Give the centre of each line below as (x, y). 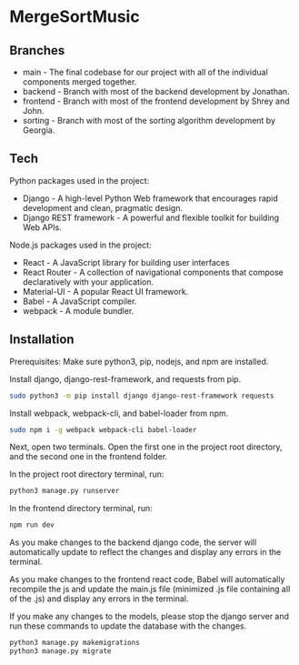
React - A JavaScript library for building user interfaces (126, 262)
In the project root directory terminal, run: (87, 474)
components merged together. (80, 82)
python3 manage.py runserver (65, 491)
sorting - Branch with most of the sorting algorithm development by (149, 121)
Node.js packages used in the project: (80, 245)
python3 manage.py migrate (60, 651)
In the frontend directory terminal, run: (81, 509)
